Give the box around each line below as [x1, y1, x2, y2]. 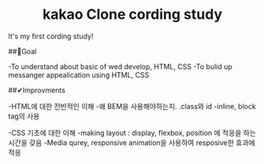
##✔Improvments [8, 85, 65, 95]
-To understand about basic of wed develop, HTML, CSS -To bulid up [8, 61, 232, 71]
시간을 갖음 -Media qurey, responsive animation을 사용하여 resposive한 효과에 [8, 137, 255, 147]
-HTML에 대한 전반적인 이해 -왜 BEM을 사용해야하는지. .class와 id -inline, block [8, 101, 256, 111]
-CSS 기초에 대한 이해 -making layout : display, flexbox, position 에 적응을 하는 [8, 128, 256, 137]
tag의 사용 [8, 111, 40, 121]
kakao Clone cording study [42, 5, 223, 24]
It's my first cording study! [8, 31, 94, 41]
